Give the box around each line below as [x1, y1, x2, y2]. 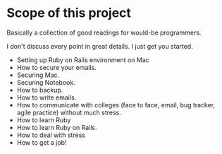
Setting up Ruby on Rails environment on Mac [16, 55, 149, 64]
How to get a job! [16, 138, 67, 146]
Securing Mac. [16, 71, 60, 79]
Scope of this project [6, 5, 132, 21]
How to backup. [16, 85, 63, 94]
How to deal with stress [16, 131, 86, 139]
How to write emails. [16, 93, 77, 102]
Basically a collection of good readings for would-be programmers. [6, 28, 202, 37]
